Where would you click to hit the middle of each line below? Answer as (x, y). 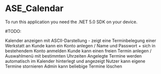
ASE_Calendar (35, 8)
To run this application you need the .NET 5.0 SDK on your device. (71, 22)
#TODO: (13, 31)
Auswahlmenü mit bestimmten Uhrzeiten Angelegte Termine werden (73, 56)
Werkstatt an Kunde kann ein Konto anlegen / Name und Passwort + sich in (80, 45)
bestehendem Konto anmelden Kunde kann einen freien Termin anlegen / (78, 51)
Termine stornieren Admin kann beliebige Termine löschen (64, 66)
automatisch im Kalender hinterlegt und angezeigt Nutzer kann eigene (75, 61)
